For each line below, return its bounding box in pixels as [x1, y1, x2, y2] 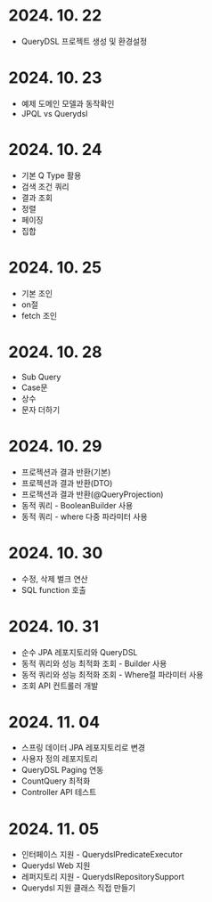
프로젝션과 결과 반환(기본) [20, 467, 111, 477]
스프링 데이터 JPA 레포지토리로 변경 [20, 743, 146, 753]
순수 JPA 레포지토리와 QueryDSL [20, 646, 138, 657]
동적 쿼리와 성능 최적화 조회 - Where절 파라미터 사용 [20, 669, 204, 679]
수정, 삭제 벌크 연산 [20, 573, 88, 584]
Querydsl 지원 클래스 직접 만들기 [20, 882, 135, 893]
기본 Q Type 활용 [20, 170, 82, 181]
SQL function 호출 [20, 584, 86, 595]
